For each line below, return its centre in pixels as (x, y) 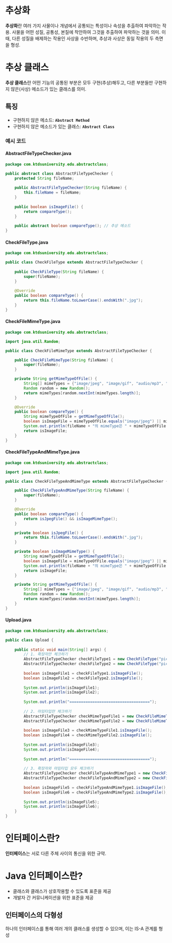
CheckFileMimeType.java (33, 322)
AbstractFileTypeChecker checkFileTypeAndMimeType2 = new (87, 778)
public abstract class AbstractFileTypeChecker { (59, 174)
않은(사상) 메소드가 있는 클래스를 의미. (48, 89)
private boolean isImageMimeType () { (55, 552)
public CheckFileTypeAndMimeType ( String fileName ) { (72, 490)
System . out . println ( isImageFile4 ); (62, 749)
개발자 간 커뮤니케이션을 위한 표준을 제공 (53, 897)
